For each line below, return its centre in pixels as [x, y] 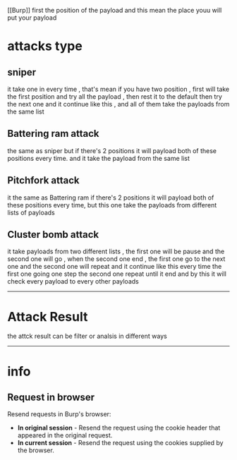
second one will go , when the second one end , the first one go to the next [116, 259]
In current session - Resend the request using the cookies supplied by [120, 443]
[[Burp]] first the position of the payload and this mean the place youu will [115, 10]
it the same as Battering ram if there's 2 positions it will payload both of [111, 198]
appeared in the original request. [65, 435]
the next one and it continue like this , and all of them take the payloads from [119, 104]
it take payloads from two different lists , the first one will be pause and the [116, 252]
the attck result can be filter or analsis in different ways [87, 336]
